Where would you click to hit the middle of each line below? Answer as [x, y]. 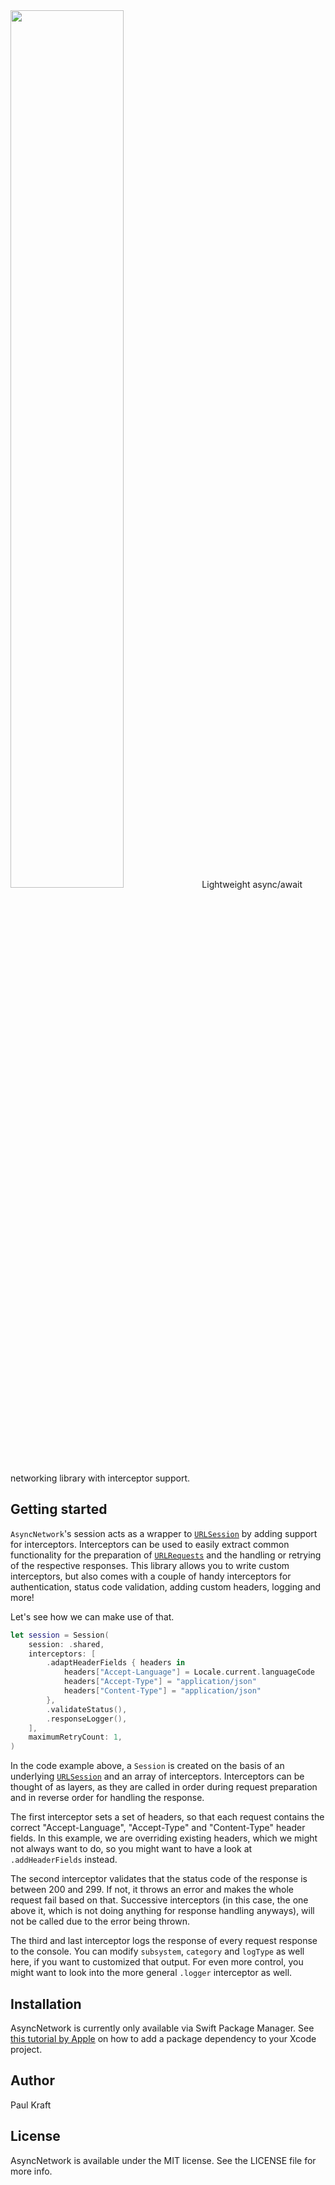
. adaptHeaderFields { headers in [116, 1663]
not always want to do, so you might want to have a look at [131, 1849]
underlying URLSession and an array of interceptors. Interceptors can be [157, 1776]
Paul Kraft [31, 2105]
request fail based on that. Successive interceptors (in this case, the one [159, 1900]
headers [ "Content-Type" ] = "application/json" [162, 1691]
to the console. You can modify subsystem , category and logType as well [157, 1951]
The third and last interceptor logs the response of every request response [164, 1941]
